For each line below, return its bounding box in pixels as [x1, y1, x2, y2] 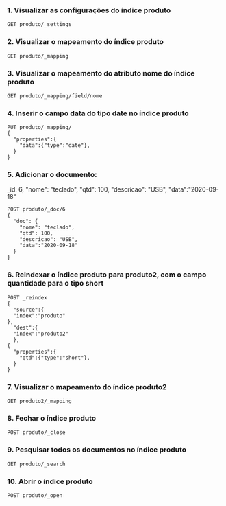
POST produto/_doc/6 [7, 206, 66, 213]
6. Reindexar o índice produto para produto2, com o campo [7, 270, 207, 279]
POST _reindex [7, 294, 48, 301]
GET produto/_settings [7, 21, 72, 28]
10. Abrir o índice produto [7, 476, 94, 486]
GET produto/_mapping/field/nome [7, 92, 103, 100]
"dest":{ [13, 324, 38, 331]
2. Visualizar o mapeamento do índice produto [7, 37, 164, 47]
